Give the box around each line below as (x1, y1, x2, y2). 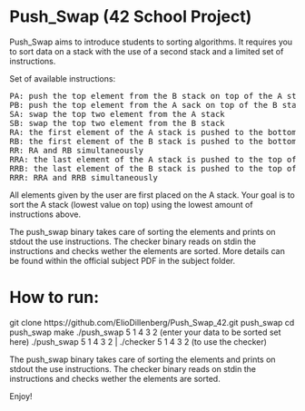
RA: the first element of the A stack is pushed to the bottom (9, 127, 297, 137)
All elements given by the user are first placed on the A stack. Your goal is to (9, 189, 295, 201)
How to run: (9, 288, 100, 308)
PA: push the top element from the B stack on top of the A (9, 91, 283, 101)
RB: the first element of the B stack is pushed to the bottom (9, 136, 297, 146)
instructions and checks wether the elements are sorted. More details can (9, 245, 286, 256)
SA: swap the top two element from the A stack (9, 109, 225, 119)
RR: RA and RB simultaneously (9, 145, 144, 155)
